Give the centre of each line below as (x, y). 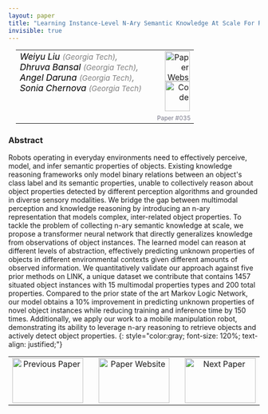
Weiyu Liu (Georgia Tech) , (69, 57)
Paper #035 (174, 118)
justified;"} (45, 344)
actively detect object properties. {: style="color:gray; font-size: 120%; (124, 336)
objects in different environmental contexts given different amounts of (123, 260)
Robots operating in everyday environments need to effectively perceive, (128, 157)
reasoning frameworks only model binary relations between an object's (125, 175)
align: (17, 344)
